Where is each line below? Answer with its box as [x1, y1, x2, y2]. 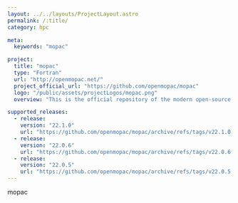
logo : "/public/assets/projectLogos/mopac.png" [14, 89, 158, 96]
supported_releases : [7, 108, 69, 116]
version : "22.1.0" [20, 122, 75, 129]
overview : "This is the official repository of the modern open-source [14, 95, 232, 103]
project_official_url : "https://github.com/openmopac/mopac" [14, 83, 200, 90]
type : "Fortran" [14, 69, 62, 76]
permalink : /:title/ [7, 17, 69, 24]
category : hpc [7, 24, 50, 31]
